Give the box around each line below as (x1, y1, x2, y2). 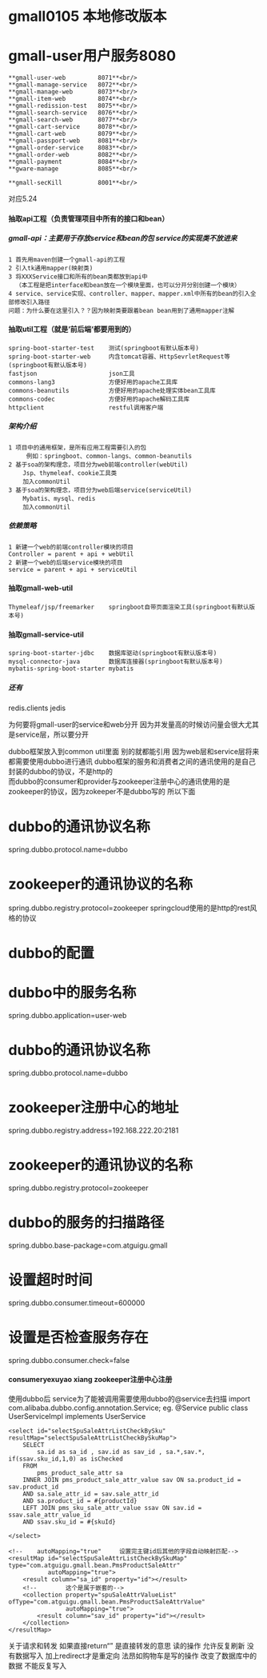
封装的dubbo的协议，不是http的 (8, 767, 114, 777)
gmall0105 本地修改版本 (8, 7, 167, 26)
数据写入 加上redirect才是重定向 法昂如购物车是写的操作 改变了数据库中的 (14, 1651, 257, 1660)
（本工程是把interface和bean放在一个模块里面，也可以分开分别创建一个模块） (15, 281, 241, 289)
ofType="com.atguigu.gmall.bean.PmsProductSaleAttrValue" (8, 1598, 205, 1606)
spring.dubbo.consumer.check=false (8, 1355, 130, 1364)
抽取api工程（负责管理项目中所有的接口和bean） (8, 214, 169, 223)
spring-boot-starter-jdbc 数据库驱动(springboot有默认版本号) (8, 649, 217, 657)
